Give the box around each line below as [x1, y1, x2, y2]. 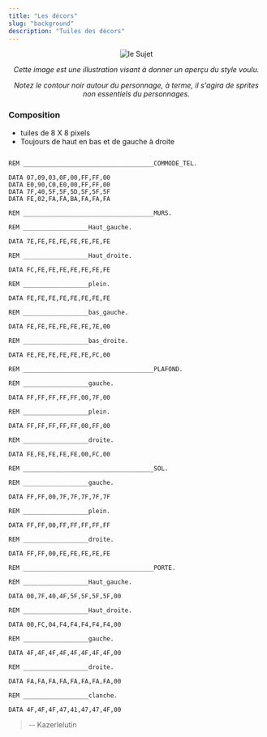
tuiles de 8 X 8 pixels [19, 127, 91, 138]
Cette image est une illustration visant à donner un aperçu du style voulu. [13, 65, 260, 75]
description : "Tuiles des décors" [8, 27, 126, 35]
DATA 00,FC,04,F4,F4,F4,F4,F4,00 [8, 620, 122, 628]
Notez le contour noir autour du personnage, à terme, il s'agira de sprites [13, 80, 260, 90]
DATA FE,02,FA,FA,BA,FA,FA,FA [8, 195, 111, 203]
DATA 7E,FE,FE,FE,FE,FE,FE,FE [8, 237, 111, 246]
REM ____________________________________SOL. [8, 464, 169, 473]
